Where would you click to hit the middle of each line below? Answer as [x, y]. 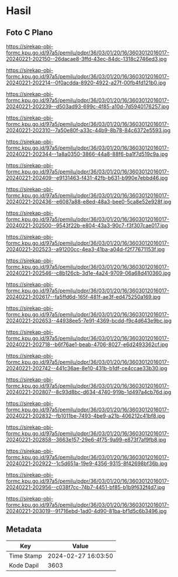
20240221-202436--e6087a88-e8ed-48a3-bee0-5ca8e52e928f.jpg [89, 202]
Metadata [24, 529]
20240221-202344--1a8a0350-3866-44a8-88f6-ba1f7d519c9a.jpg [87, 154]
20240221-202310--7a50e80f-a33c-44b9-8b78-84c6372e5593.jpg [88, 130]
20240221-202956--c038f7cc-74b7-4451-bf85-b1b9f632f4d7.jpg [85, 487]
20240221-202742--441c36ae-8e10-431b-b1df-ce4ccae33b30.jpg [87, 368]
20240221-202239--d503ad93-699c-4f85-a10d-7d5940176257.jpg [88, 106]
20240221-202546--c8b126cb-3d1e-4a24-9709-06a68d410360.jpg [88, 273]
